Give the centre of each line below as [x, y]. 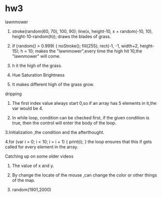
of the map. [23, 180]
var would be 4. [28, 108]
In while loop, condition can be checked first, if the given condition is [81, 117]
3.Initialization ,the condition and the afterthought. [55, 132]
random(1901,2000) [32, 189]
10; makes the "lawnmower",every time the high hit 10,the [85, 51]
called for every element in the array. [42, 147]
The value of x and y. [33, 165]
